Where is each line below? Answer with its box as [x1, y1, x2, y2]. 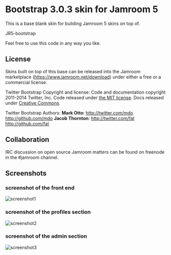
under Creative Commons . [5, 100, 61, 106]
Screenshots [5, 169, 47, 178]
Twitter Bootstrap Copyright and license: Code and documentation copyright [5, 89, 166, 95]
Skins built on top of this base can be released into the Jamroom [5, 68, 141, 74]
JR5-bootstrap [5, 30, 36, 36]
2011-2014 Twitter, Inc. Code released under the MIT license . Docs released [5, 94, 164, 100]
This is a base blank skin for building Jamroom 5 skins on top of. [5, 20, 140, 26]
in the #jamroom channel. [5, 154, 59, 160]
